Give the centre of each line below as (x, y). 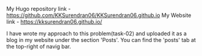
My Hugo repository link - (39, 9)
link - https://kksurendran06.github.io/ (54, 22)
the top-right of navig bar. (39, 46)
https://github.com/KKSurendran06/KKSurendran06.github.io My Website (99, 15)
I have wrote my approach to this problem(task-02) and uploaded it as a (97, 33)
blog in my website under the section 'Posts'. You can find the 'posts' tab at (101, 40)
